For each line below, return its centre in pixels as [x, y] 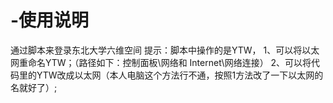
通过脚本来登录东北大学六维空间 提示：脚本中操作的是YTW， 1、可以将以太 [165, 50]
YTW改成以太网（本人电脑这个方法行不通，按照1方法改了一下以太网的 [180, 75]
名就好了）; [34, 87]
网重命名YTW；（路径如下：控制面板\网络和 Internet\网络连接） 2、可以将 [161, 62]
